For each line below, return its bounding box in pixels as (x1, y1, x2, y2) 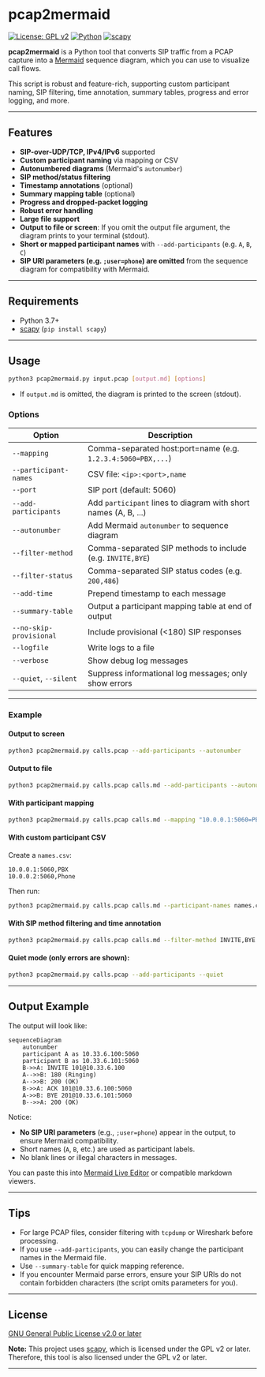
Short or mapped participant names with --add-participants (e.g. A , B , (19, 239, 252, 249)
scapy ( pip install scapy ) (19, 324, 107, 333)
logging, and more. (8, 95, 69, 105)
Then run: (8, 886, 40, 896)
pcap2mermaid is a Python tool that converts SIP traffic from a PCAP (8, 47, 234, 56)
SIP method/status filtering (19, 172, 111, 181)
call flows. (8, 63, 42, 73)
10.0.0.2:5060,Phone (8, 872, 77, 881)
